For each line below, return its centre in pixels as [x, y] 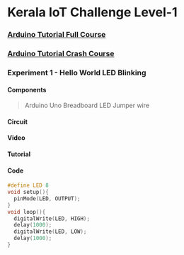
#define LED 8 [28, 185]
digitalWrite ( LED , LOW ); [50, 232]
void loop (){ [27, 212]
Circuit [18, 121]
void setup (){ [28, 192]
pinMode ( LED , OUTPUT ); [47, 199]
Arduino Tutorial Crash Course [61, 54]
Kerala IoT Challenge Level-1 [93, 12]
